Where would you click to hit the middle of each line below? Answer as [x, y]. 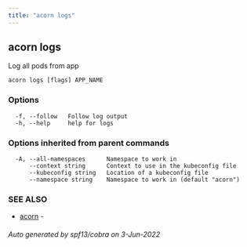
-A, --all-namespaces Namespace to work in [96, 159]
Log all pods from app [44, 66]
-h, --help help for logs [64, 123]
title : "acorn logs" [42, 15]
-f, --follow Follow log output [71, 116]
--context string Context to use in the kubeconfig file [133, 166]
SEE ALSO [28, 199]
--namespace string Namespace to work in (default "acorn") [134, 180]
